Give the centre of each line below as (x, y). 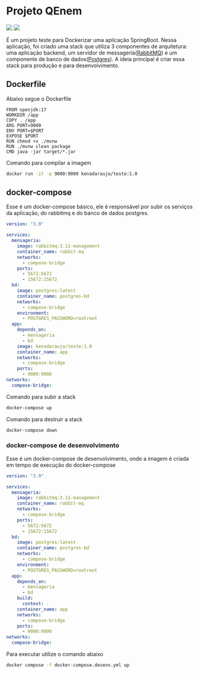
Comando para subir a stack (41, 397)
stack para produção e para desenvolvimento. (63, 65)
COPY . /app (21, 120)
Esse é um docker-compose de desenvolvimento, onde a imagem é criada (98, 458)
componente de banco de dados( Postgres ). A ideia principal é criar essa (96, 59)
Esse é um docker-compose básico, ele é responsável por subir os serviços (99, 207)
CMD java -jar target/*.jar (41, 152)
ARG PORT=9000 (24, 125)
